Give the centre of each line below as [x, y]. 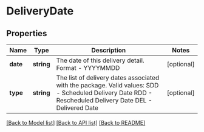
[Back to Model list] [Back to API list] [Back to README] [76, 123]
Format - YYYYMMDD [88, 68]
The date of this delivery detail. [100, 60]
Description [109, 50]
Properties [27, 33]
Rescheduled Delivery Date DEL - [104, 100]
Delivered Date [77, 108]
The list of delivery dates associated [108, 78]
